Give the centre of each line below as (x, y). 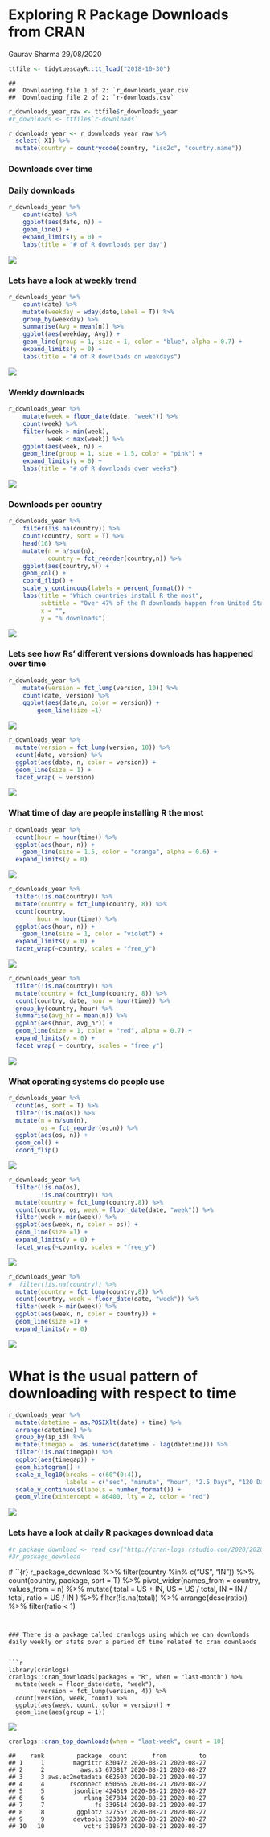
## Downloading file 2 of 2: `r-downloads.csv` (91, 97)
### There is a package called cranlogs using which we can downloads (129, 1635)
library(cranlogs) (39, 1670)
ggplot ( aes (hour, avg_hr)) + (64, 1023)
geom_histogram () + (48, 1467)
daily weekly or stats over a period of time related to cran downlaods (133, 1642)
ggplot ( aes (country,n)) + (66, 566)
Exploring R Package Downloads (119, 15)
